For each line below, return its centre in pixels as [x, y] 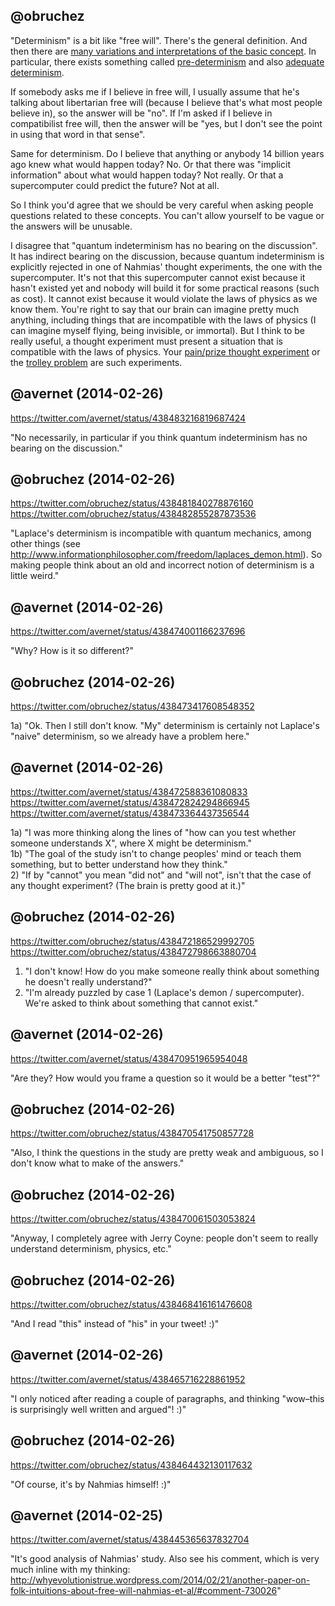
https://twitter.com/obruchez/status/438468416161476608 [131, 1304]
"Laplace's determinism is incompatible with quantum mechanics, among [161, 533]
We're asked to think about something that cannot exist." [141, 1003]
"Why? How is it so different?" [72, 651]
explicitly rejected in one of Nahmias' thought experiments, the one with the [166, 266]
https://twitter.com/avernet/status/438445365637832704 [130, 1540]
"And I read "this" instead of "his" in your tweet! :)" [115, 1323]
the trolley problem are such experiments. [96, 362]
